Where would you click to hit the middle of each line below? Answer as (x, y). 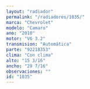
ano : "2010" (20, 33)
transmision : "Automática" (39, 44)
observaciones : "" (28, 71)
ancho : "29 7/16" (27, 66)
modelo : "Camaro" (27, 28)
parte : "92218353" (28, 50)
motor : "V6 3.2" (26, 39)
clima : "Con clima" (30, 55)
